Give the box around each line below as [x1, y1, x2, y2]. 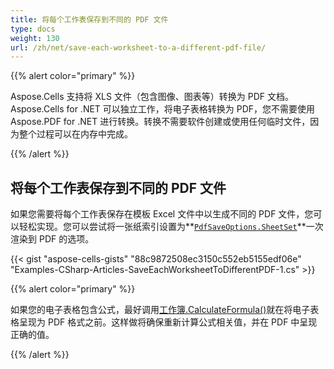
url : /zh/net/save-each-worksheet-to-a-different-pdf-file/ [10, 42, 267, 53]
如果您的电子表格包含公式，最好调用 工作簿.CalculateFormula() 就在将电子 [10, 304, 311, 316]
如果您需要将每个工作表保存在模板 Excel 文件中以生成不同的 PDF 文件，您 [10, 208, 314, 220]
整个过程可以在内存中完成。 [18, 128, 133, 140]
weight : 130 [10, 33, 60, 43]
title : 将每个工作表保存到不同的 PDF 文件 [10, 14, 169, 25]
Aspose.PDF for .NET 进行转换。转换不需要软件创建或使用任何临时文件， [10, 116, 311, 128]
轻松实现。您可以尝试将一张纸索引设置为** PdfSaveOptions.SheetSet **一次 [18, 221, 324, 233]
